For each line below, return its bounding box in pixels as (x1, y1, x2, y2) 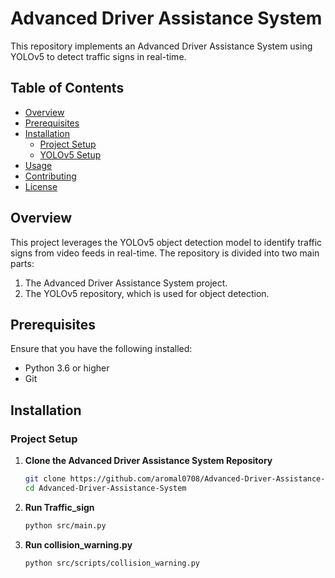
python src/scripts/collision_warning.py (24, 558, 200, 568)
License (24, 180, 58, 192)
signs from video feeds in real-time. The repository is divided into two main (10, 247, 320, 259)
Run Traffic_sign (24, 501, 95, 513)
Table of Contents (10, 80, 125, 97)
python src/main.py (24, 520, 107, 531)
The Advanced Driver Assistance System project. (24, 277, 228, 289)
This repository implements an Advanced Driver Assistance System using (10, 40, 313, 52)
